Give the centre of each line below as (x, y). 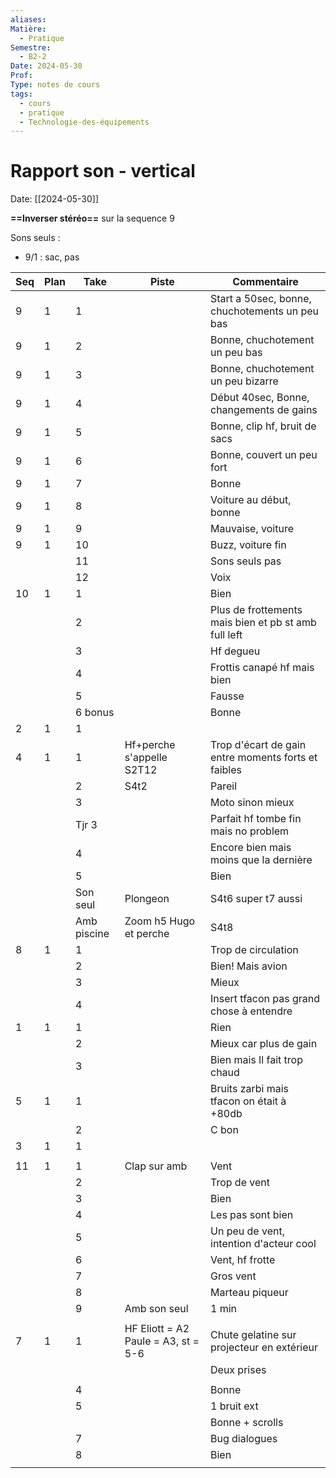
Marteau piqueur (249, 1293)
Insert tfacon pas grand (265, 999)
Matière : (28, 29)
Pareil (224, 786)
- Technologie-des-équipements (84, 122)
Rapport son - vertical (103, 171)
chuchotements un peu (265, 311)
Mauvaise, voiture (252, 529)
